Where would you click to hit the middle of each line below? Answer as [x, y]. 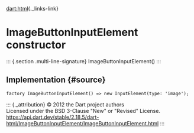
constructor [36, 45]
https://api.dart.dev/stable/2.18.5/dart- [53, 117]
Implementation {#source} [56, 80]
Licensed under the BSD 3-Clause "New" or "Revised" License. [83, 111]
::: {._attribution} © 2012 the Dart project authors [65, 104]
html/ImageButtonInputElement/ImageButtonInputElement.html [83, 123]
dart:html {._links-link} [33, 9]
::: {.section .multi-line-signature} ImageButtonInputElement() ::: [84, 61]
